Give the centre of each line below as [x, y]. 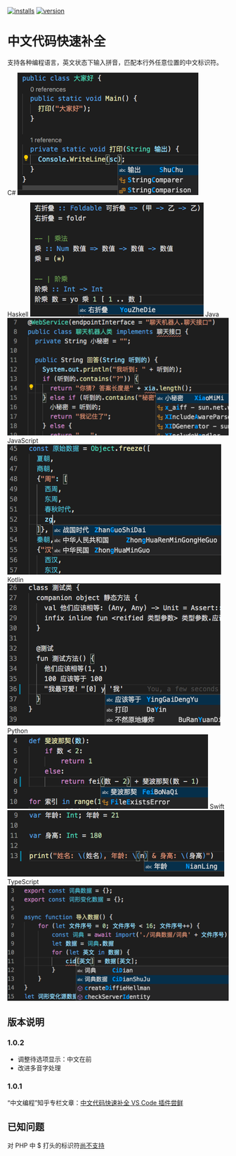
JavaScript [23, 440]
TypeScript [23, 881]
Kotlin [15, 579]
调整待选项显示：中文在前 [54, 1059]
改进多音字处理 [39, 1068]
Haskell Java [113, 314]
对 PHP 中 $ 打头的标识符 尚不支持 [56, 1145]
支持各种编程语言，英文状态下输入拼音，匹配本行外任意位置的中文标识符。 [115, 62]
